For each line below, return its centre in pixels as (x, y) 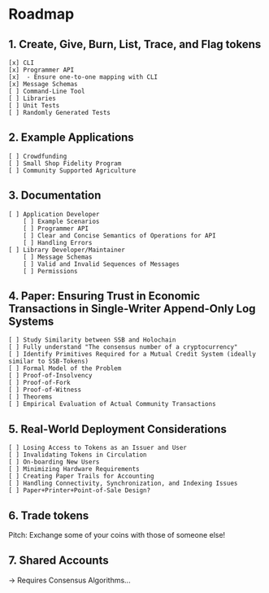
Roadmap (41, 14)
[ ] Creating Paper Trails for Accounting (81, 477)
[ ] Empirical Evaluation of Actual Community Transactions (113, 404)
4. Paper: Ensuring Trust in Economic (104, 296)
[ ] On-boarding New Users (54, 462)
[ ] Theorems (30, 397)
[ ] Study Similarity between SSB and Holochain (92, 340)
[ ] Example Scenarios (61, 221)
